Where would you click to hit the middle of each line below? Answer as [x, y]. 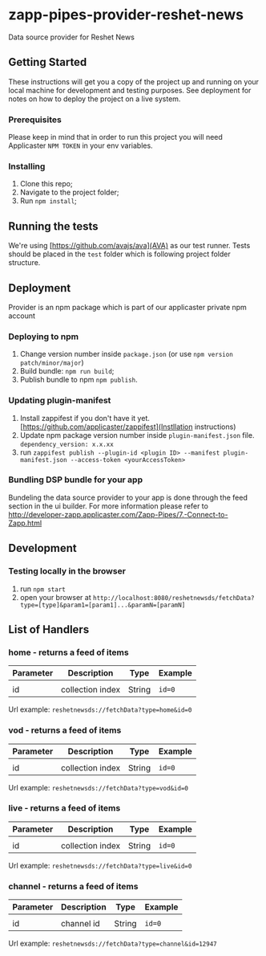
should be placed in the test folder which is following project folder [119, 254]
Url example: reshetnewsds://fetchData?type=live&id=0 [100, 865]
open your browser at [56, 597]
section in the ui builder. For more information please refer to [108, 506]
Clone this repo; [46, 184]
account [22, 316]
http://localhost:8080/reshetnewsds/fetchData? [173, 598]
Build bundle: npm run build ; [67, 371]
